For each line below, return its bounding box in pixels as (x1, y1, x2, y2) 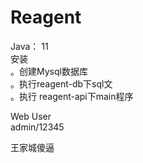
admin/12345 (10, 121, 65, 133)
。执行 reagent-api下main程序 (10, 90, 134, 102)
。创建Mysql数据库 (10, 65, 88, 77)
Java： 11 (10, 40, 49, 52)
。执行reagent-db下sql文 (10, 77, 113, 90)
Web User (10, 110, 52, 122)
